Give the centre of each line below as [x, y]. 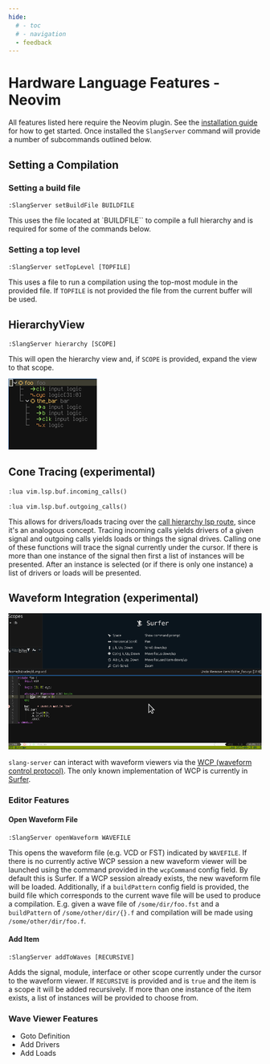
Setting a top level [44, 249]
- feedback [34, 43]
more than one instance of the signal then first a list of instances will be [127, 555]
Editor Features [39, 800]
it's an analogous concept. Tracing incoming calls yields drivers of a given [131, 530]
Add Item [24, 939]
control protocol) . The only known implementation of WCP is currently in [128, 771]
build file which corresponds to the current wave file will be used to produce [135, 895]
